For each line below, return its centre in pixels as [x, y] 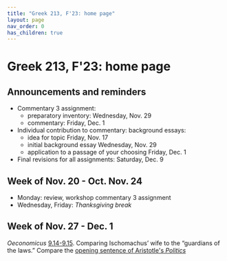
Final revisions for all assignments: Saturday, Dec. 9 [90, 159]
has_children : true [35, 33]
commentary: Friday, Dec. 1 [66, 123]
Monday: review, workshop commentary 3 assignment [94, 198]
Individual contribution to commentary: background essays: [101, 130]
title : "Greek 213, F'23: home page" [61, 13]
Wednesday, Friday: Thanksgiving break [74, 205]
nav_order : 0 [26, 26]
